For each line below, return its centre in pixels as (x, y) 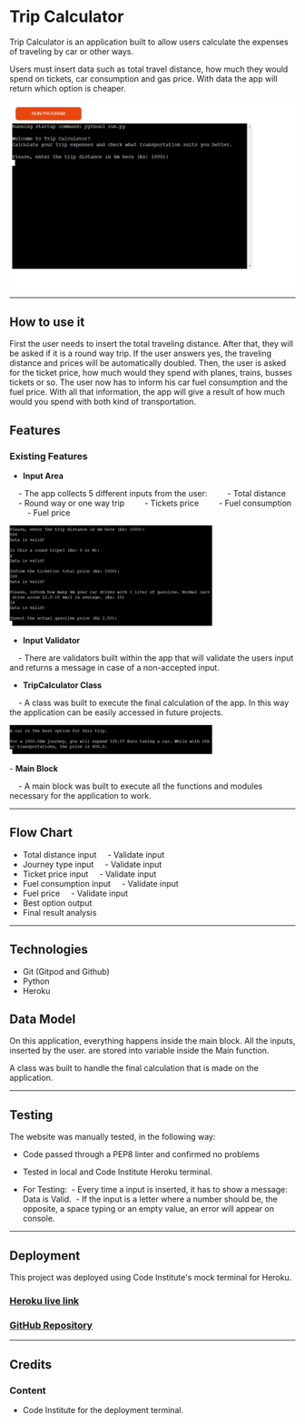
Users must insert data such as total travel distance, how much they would (149, 69)
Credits (31, 1365)
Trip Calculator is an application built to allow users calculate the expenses (149, 42)
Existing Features (49, 456)
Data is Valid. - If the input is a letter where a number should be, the (150, 1199)
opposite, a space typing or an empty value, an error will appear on (148, 1209)
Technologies (49, 950)
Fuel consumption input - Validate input (100, 883)
